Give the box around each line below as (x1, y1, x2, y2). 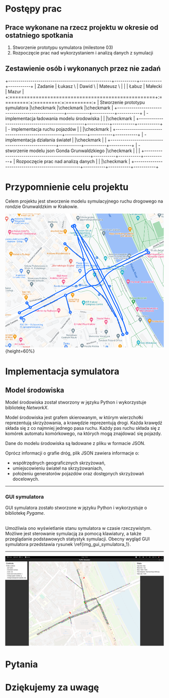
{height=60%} (5, 348, 35, 354)
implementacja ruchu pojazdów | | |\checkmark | (11, 126, 112, 132)
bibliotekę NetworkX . (5, 405, 49, 411)
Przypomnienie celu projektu (5, 181, 129, 192)
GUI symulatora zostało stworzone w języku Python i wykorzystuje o (5, 505, 147, 511)
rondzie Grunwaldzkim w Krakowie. (5, 203, 79, 210)
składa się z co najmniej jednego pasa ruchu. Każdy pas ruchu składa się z (5, 425, 160, 431)
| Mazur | (5, 88, 24, 94)
